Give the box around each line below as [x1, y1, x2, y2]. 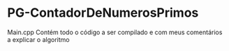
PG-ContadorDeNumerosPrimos [7, 5, 199, 21]
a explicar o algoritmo [7, 35, 70, 43]
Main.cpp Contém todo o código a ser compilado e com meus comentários [7, 28, 223, 36]
